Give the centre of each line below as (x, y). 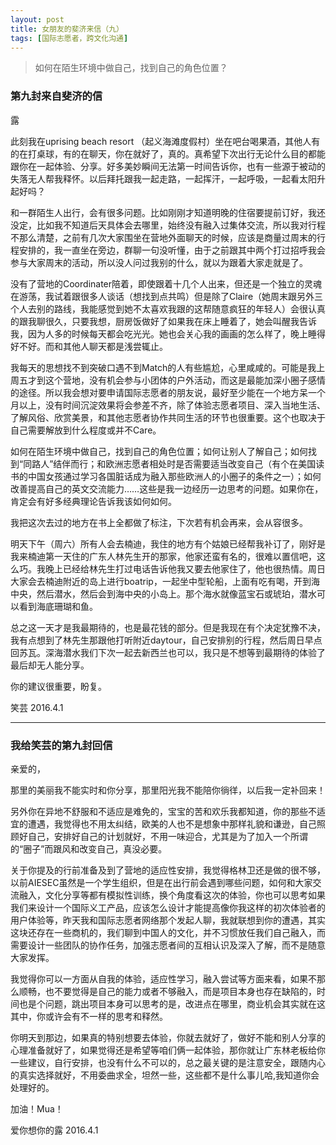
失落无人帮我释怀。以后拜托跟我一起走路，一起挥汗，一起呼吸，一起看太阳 (163, 178)
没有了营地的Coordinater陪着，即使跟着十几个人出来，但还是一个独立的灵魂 (166, 283)
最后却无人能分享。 (50, 665)
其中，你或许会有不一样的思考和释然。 (89, 1016)
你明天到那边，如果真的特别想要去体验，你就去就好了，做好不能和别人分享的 (168, 1037)
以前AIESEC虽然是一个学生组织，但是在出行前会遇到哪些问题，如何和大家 (161, 882)
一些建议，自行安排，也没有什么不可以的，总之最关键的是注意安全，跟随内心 (168, 1062)
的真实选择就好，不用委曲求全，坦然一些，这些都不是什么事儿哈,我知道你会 (165, 1075)
